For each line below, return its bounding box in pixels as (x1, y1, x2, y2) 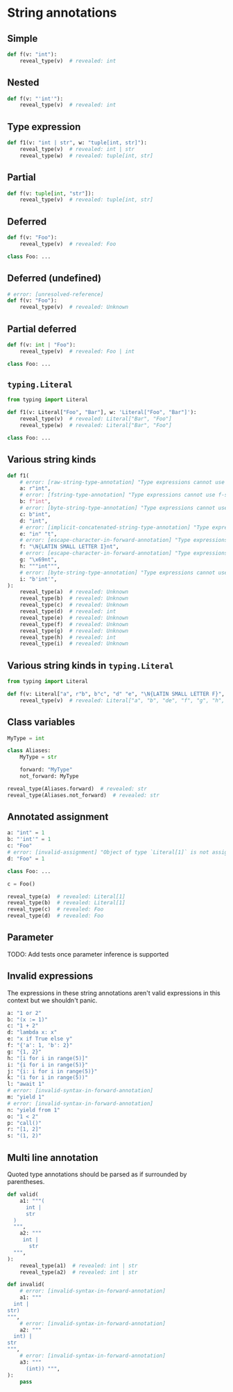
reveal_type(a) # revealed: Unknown (19, 589, 129, 595)
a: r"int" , (19, 485, 51, 492)
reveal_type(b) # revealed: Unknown (19, 595, 129, 602)
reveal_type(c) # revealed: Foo (7, 906, 104, 913)
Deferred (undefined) (7, 273, 102, 285)
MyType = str (19, 753, 58, 761)
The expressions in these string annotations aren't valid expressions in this (7, 989, 221, 997)
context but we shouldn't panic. (7, 996, 98, 1005)
